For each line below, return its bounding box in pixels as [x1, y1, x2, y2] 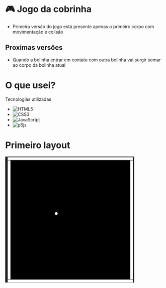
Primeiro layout [5, 139, 70, 151]
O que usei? [5, 79, 56, 91]
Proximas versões [5, 43, 63, 52]
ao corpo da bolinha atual [12, 62, 66, 68]
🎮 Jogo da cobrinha [5, 4, 92, 15]
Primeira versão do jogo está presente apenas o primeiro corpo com [12, 23, 154, 30]
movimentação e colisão [12, 29, 63, 35]
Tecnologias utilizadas [5, 96, 52, 102]
